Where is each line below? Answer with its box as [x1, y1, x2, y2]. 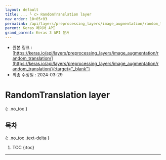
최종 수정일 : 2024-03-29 [12, 72, 63, 77]
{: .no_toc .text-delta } [5, 135, 50, 141]
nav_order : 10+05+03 [5, 16, 48, 21]
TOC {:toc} [12, 144, 35, 150]
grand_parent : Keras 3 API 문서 [5, 30, 70, 35]
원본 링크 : [12, 45, 33, 50]
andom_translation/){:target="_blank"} [12, 66, 90, 72]
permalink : [5, 21, 28, 26]
